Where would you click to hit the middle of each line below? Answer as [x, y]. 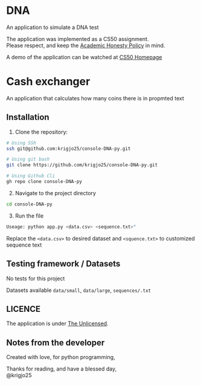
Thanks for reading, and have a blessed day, [61, 369]
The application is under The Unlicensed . [57, 323]
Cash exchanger [48, 82]
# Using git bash [28, 160]
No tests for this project [36, 278]
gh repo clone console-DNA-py [44, 182]
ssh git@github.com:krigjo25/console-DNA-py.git [69, 149]
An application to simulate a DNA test [53, 27]
